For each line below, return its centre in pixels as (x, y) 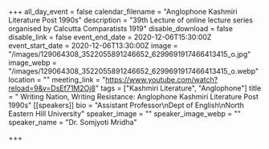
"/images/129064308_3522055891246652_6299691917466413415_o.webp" (134, 71)
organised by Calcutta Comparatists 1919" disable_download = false (120, 28)
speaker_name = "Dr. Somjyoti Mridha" (73, 122)
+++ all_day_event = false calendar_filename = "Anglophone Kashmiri (123, 12)
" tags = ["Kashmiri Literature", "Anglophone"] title (178, 88)
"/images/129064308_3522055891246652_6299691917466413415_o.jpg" (130, 54)
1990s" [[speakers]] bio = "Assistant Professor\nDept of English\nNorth (126, 105)
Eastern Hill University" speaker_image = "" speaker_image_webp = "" (124, 114)
